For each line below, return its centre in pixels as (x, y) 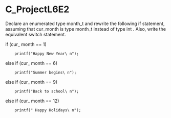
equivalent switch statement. (36, 34)
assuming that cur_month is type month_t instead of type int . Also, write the (86, 29)
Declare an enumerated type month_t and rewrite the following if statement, (85, 23)
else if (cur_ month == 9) (31, 82)
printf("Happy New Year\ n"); (47, 54)
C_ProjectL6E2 (37, 9)
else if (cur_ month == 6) (31, 63)
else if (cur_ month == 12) (32, 101)
